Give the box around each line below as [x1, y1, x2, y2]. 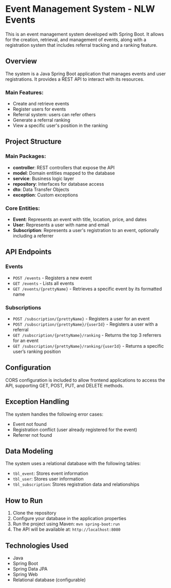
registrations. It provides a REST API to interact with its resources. [5, 76, 145, 82]
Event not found [12, 421, 47, 427]
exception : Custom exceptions [12, 191, 79, 198]
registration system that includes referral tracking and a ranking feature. [5, 42, 158, 48]
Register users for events [12, 106, 66, 112]
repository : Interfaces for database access [12, 181, 104, 187]
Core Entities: [5, 204, 40, 211]
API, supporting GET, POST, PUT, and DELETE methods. [5, 382, 124, 388]
